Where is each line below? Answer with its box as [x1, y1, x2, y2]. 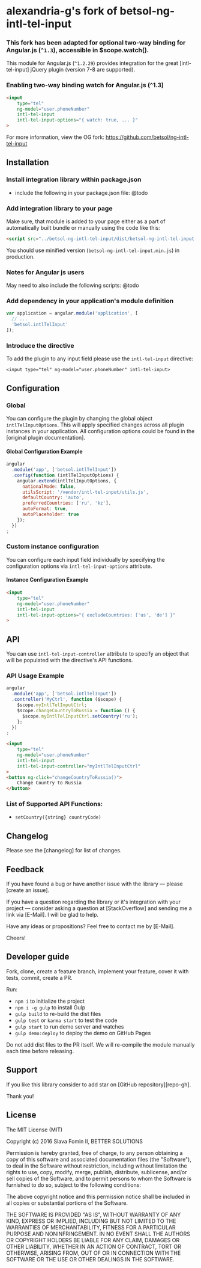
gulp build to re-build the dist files [14, 1010, 101, 1017]
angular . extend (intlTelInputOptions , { [17, 478, 117, 484]
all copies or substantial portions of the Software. [6, 1199, 128, 1207]
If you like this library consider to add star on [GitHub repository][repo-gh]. [6, 1081, 191, 1088]
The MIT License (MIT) [6, 1126, 63, 1133]
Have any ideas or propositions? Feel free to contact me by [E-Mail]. [6, 923, 175, 930]
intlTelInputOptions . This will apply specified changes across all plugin [6, 421, 185, 428]
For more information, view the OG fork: [6, 134, 105, 141]
